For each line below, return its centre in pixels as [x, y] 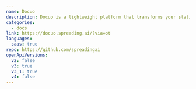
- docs [19, 28]
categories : [20, 22]
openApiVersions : [27, 55]
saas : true [24, 44]
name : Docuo [20, 11]
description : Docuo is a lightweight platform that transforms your [91, 17]
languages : [19, 39]
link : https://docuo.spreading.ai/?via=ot [58, 33]
